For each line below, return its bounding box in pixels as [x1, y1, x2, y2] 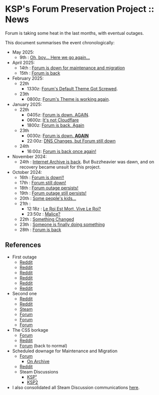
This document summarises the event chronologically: [5, 39, 115, 45]
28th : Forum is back [19, 226, 61, 232]
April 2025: [12, 59, 35, 65]
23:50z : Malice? [26, 211, 60, 217]
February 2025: [12, 75, 44, 81]
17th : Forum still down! [19, 179, 66, 185]
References [5, 241, 41, 249]
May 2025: [12, 49, 34, 55]
